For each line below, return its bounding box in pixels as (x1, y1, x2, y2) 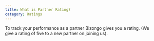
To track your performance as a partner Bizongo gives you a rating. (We (5, 25, 150, 31)
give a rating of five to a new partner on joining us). (5, 30, 108, 36)
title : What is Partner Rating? (5, 7, 71, 12)
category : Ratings (5, 12, 42, 17)
